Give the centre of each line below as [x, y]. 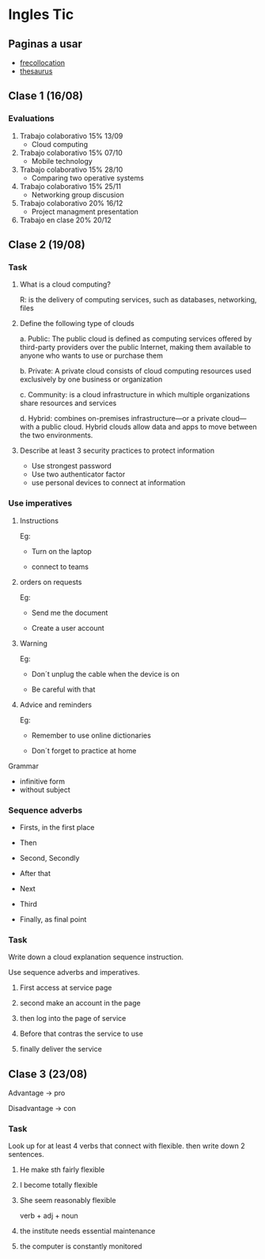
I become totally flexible [59, 1185]
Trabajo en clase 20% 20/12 [66, 220]
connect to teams [60, 567]
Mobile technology [62, 161]
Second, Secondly [49, 858]
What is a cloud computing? [65, 284]
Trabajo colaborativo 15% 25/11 [70, 186]
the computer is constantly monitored [81, 1246]
